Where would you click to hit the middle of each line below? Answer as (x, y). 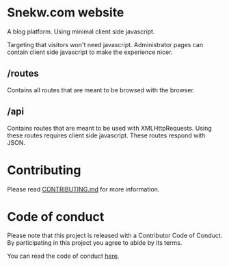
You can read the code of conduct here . (63, 256)
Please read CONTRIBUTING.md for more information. (83, 189)
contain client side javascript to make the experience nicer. (90, 52)
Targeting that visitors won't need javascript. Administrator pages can (105, 44)
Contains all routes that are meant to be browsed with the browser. (101, 90)
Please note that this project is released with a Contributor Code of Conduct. (115, 236)
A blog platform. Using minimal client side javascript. (81, 31)
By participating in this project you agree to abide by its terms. (95, 243)
